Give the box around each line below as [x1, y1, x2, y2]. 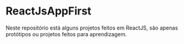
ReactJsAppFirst [5, 4, 91, 18]
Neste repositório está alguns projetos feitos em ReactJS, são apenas [5, 24, 179, 31]
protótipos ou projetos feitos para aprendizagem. [5, 30, 127, 37]
